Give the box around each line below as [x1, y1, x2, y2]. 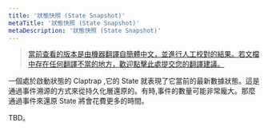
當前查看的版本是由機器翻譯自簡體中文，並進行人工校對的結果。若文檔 [27, 49, 260, 59]
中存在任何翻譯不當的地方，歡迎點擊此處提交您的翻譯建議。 [27, 59, 225, 69]
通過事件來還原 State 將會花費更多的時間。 [8, 97, 149, 106]
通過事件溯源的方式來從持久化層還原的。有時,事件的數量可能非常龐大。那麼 [8, 86, 256, 96]
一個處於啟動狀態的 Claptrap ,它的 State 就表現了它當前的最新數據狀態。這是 [8, 77, 260, 86]
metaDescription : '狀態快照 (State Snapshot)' [8, 26, 162, 34]
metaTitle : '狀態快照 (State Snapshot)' [8, 19, 140, 27]
